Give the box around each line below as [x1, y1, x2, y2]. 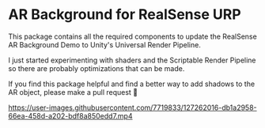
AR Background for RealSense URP [8, 6, 241, 24]
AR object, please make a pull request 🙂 [8, 87, 138, 96]
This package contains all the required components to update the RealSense [8, 32, 257, 41]
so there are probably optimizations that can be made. [8, 63, 185, 73]
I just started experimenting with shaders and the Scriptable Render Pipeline [8, 55, 256, 65]
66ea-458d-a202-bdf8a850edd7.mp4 [8, 111, 133, 120]
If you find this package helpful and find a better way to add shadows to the [8, 79, 256, 88]
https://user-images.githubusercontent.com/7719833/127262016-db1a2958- [8, 103, 257, 112]
